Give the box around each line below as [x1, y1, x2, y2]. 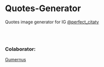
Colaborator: [5, 46, 36, 52]
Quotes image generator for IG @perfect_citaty [5, 19, 99, 25]
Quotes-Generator [5, 3, 81, 14]
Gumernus [5, 57, 26, 63]
